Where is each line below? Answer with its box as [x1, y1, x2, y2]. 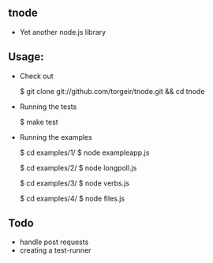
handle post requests [19, 237, 89, 247]
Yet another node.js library [19, 27, 106, 36]
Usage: [8, 51, 45, 64]
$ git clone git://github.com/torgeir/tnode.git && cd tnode [19, 86, 205, 96]
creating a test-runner [19, 246, 92, 255]
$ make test [19, 117, 58, 126]
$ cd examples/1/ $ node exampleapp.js [19, 148, 150, 157]
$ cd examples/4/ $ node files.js [19, 193, 125, 203]
